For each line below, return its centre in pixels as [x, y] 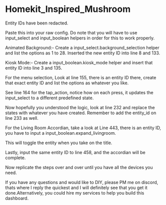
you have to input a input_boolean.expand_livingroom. [61, 133]
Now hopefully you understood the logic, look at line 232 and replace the [80, 107]
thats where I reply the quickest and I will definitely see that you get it [76, 188]
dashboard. [17, 198]
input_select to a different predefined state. [49, 98]
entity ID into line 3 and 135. [34, 68]
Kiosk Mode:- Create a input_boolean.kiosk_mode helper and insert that [79, 62]
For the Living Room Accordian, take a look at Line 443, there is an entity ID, [83, 128]
